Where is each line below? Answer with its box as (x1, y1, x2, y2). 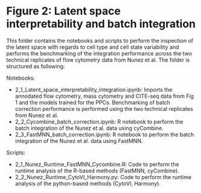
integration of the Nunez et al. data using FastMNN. (14, 137, 143, 144)
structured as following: (6, 62, 65, 70)
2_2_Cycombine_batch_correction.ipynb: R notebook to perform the (14, 118, 183, 125)
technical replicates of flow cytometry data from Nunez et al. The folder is (6, 56, 190, 63)
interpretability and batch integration (6, 17, 196, 31)
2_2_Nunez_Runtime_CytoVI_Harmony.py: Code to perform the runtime (14, 173, 192, 180)
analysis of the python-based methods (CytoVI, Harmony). (14, 180, 161, 187)
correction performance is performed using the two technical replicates (14, 105, 193, 112)
